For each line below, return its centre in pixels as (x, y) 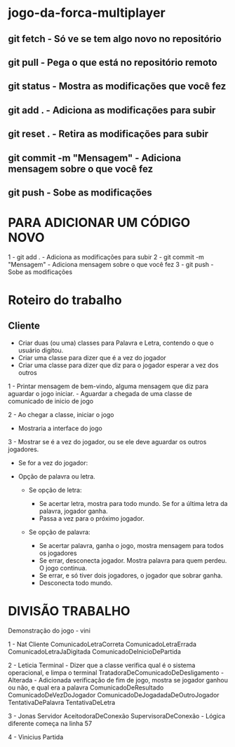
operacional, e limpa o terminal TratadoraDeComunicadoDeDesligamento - (116, 672)
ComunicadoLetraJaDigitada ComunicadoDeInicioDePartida (95, 651)
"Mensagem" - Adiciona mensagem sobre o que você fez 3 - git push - (111, 264)
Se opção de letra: (55, 490)
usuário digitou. (41, 350)
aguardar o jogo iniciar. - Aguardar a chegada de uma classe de (100, 393)
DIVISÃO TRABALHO (69, 611)
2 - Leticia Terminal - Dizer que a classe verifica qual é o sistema (102, 665)
